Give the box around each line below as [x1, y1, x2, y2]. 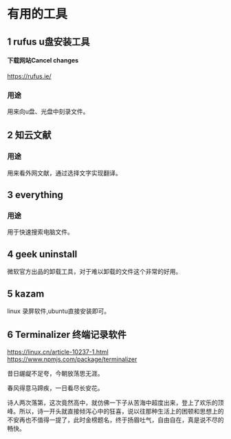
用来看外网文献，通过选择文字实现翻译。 [7, 169, 122, 177]
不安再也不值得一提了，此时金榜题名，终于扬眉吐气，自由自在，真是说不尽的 [7, 416, 224, 424]
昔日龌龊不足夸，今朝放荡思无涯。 [7, 369, 104, 377]
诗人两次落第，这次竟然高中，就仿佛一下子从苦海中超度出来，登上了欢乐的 [7, 398, 218, 407]
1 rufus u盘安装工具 [7, 36, 90, 47]
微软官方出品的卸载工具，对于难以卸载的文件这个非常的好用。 [7, 268, 182, 276]
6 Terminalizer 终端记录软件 [7, 329, 127, 341]
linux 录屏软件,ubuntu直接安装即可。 [7, 307, 111, 315]
